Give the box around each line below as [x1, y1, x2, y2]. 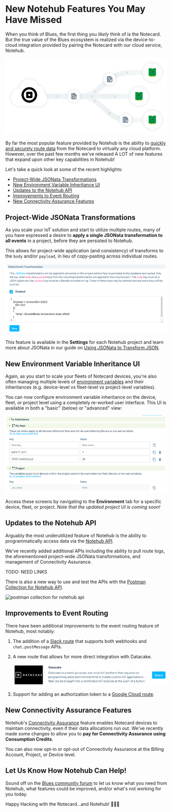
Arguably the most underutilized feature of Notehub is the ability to [5, 532, 147, 539]
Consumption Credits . [5, 736, 53, 742]
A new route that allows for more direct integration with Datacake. [12, 653, 152, 659]
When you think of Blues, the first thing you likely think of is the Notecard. [5, 31, 161, 37]
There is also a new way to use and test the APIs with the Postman [5, 579, 146, 585]
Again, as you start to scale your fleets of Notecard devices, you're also [5, 373, 157, 379]
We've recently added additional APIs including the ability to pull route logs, [5, 548, 165, 554]
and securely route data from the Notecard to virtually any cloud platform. [5, 145, 162, 152]
